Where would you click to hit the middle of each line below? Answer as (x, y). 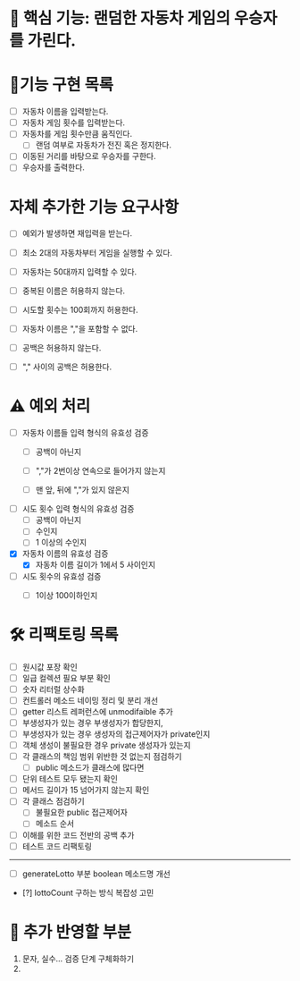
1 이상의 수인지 (61, 543)
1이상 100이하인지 (67, 595)
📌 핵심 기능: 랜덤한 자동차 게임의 (120, 18)
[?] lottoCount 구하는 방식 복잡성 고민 (88, 892)
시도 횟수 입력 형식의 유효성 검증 (78, 509)
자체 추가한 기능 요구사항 (94, 207)
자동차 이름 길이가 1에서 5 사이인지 (96, 565)
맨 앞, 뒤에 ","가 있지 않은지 (82, 490)
